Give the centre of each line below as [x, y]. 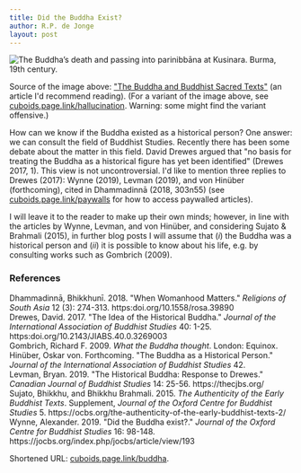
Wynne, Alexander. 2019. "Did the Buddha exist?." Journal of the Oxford [142, 422]
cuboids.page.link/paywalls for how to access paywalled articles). [131, 199]
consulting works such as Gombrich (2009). [91, 255]
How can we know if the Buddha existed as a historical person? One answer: [151, 133]
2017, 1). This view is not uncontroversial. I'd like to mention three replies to [148, 171]
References [35, 278]
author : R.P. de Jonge [52, 26]
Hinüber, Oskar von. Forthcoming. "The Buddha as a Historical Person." [142, 355]
